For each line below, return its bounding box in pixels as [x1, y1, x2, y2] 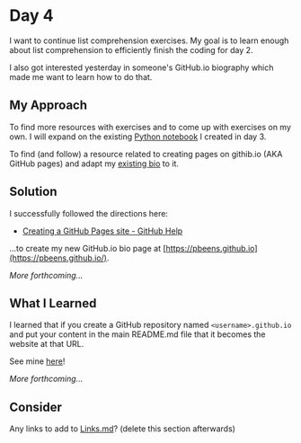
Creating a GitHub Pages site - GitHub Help [22, 226, 183, 236]
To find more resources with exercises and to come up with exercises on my [9, 121, 292, 132]
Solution [9, 184, 58, 199]
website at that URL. [9, 339, 84, 350]
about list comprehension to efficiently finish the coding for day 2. [9, 44, 253, 55]
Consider [9, 399, 63, 414]
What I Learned [9, 296, 97, 311]
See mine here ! [9, 356, 66, 367]
